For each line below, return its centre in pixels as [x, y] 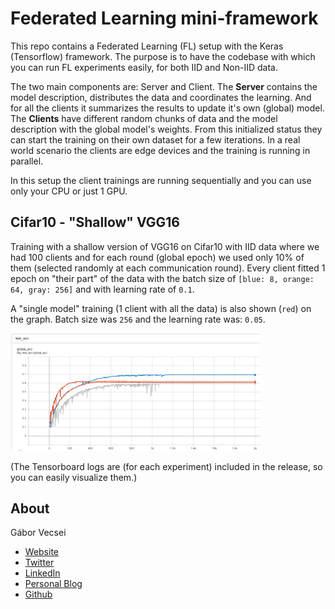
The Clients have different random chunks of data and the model [144, 118]
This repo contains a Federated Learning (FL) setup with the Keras [147, 46]
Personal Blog [53, 584]
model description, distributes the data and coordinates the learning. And [161, 97]
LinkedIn [42, 573]
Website [42, 552]
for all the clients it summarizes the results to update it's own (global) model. [167, 108]
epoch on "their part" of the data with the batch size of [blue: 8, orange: [162, 278]
